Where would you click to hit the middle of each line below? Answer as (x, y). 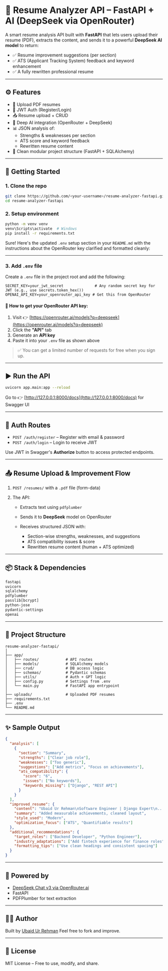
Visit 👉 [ (22, 317)
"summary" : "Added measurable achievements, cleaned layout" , (80, 813)
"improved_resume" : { (32, 804)
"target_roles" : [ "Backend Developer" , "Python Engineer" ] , (78, 837)
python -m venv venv (27, 224)
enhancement (27, 66)
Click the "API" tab (32, 330)
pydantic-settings (24, 610)
